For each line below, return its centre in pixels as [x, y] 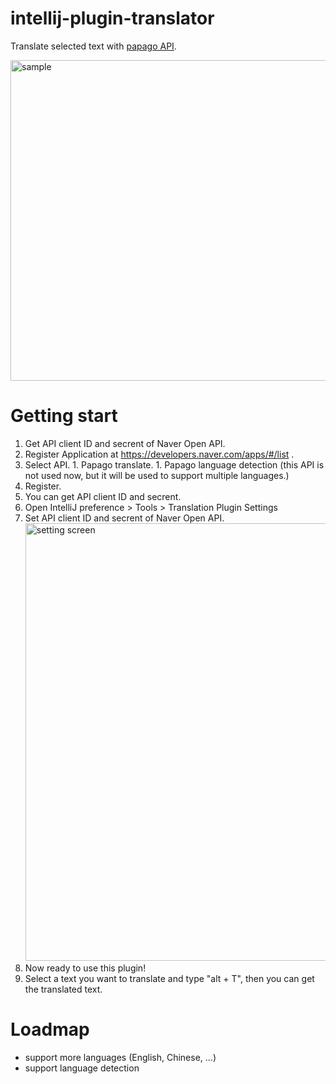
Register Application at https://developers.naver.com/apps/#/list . [159, 454]
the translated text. [63, 989]
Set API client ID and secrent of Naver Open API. [124, 518]
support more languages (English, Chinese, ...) [120, 1057]
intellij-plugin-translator [112, 18]
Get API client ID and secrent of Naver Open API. [125, 443]
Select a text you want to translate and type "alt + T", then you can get [169, 978]
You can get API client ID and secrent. [103, 496]
